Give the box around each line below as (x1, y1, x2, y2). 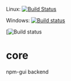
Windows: (6, 17, 30, 23)
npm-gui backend (6, 68, 49, 75)
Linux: (6, 6, 21, 12)
